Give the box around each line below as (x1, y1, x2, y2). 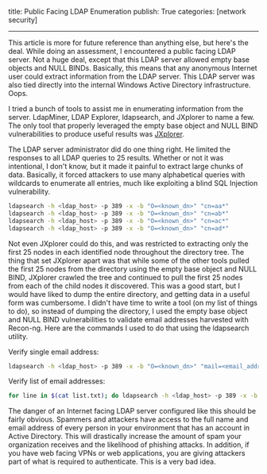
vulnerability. (8, 187, 50, 196)
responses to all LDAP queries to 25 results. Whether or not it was (8, 153, 224, 162)
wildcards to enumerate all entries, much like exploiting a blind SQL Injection (8, 179, 258, 187)
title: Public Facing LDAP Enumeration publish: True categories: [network (8, 7, 246, 16)
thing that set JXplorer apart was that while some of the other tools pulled (8, 256, 250, 265)
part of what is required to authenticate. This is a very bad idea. (8, 457, 216, 467)
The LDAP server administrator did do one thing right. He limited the (8, 145, 230, 154)
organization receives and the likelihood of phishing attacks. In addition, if (8, 440, 250, 449)
